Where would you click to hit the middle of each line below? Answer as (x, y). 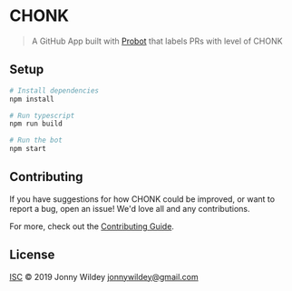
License (32, 255)
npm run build (36, 124)
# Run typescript (42, 115)
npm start (28, 149)
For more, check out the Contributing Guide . (92, 226)
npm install (32, 99)
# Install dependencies (54, 90)
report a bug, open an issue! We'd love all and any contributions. (130, 208)
